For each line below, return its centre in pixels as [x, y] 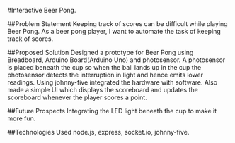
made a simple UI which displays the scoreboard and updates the [103, 90]
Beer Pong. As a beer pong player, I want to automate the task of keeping [114, 31]
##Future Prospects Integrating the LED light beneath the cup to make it [112, 111]
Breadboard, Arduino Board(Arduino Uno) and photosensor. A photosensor [116, 60]
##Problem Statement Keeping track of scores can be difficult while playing [117, 24]
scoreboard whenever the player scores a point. [77, 97]
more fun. [22, 118]
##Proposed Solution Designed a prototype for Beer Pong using [101, 52]
